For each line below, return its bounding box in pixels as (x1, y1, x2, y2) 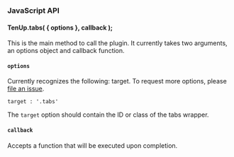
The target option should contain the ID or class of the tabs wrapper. (7, 110, 209, 119)
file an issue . (7, 84, 45, 93)
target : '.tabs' (7, 98, 59, 105)
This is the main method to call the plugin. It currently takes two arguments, (7, 39, 228, 47)
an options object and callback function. (7, 47, 126, 55)
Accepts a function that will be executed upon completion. (7, 141, 178, 150)
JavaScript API (7, 6, 60, 16)
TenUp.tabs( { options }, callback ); (7, 23, 113, 32)
